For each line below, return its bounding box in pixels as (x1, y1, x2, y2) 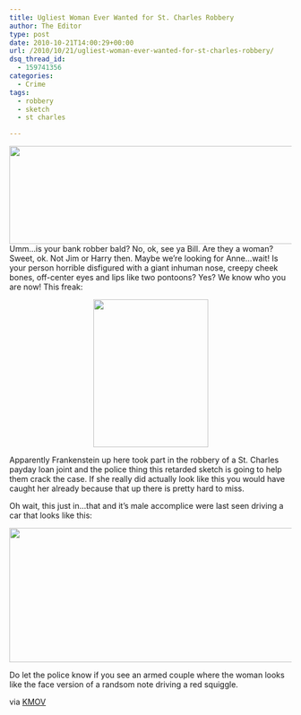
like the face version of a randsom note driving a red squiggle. (9, 679, 239, 690)
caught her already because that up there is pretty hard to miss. (9, 483, 245, 494)
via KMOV (9, 696, 47, 708)
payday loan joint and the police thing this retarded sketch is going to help (9, 464, 282, 475)
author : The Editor (9, 22, 82, 30)
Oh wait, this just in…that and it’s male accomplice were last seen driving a (9, 501, 284, 512)
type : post (9, 30, 50, 39)
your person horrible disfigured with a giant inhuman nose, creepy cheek (9, 263, 279, 273)
